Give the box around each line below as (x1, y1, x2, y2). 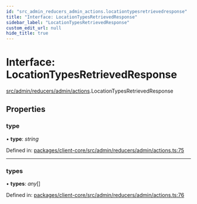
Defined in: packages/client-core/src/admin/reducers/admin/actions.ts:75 (6, 147, 185, 154)
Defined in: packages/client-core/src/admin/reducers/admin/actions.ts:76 (6, 192, 185, 199)
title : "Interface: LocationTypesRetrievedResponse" (6, 14, 138, 20)
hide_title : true (6, 30, 49, 36)
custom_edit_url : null (6, 25, 62, 31)
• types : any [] (6, 180, 41, 188)
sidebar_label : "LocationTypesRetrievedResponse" (6, 19, 130, 25)
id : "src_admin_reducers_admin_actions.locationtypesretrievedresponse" (6, 8, 188, 15)
